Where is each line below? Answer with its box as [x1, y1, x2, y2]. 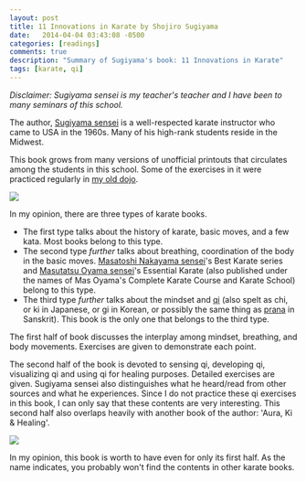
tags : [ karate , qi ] [9, 65, 84, 74]
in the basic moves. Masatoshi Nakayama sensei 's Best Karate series [22, 255, 283, 266]
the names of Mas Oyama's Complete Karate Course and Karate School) [22, 274, 296, 285]
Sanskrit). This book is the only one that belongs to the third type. [22, 313, 269, 325]
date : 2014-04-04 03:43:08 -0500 [9, 30, 145, 39]
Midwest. [9, 136, 44, 147]
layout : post [9, 13, 59, 23]
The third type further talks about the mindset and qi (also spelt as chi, [22, 294, 289, 305]
